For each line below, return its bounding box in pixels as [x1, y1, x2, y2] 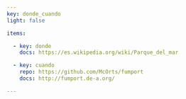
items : [6, 30, 26, 37]
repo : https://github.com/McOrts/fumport [19, 69, 143, 76]
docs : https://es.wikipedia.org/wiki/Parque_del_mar [19, 49, 179, 57]
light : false [6, 17, 45, 24]
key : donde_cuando [6, 10, 61, 18]
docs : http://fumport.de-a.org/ [19, 75, 115, 82]
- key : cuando [13, 62, 55, 69]
